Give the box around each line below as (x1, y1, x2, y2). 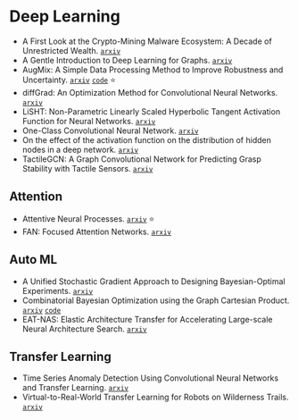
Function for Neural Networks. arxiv (21, 115, 156, 126)
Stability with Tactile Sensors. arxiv (21, 163, 153, 173)
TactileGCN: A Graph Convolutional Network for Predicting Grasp (21, 154, 261, 164)
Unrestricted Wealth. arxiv (21, 45, 121, 55)
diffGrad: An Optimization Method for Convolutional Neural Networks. (21, 87, 278, 97)
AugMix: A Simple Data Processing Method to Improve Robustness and (21, 64, 284, 75)
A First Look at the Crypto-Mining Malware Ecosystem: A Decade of (21, 36, 272, 46)
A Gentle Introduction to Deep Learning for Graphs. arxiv (21, 55, 233, 65)
